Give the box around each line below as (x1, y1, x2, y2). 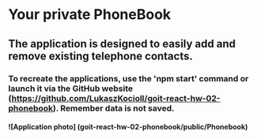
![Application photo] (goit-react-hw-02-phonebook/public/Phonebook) (8, 122, 248, 132)
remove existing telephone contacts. (8, 49, 194, 62)
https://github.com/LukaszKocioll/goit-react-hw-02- (11, 92, 221, 103)
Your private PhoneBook (8, 6, 172, 24)
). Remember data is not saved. (52, 103, 176, 114)
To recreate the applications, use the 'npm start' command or (8, 73, 249, 84)
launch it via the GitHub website (8, 83, 133, 94)
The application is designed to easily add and (8, 37, 236, 51)
